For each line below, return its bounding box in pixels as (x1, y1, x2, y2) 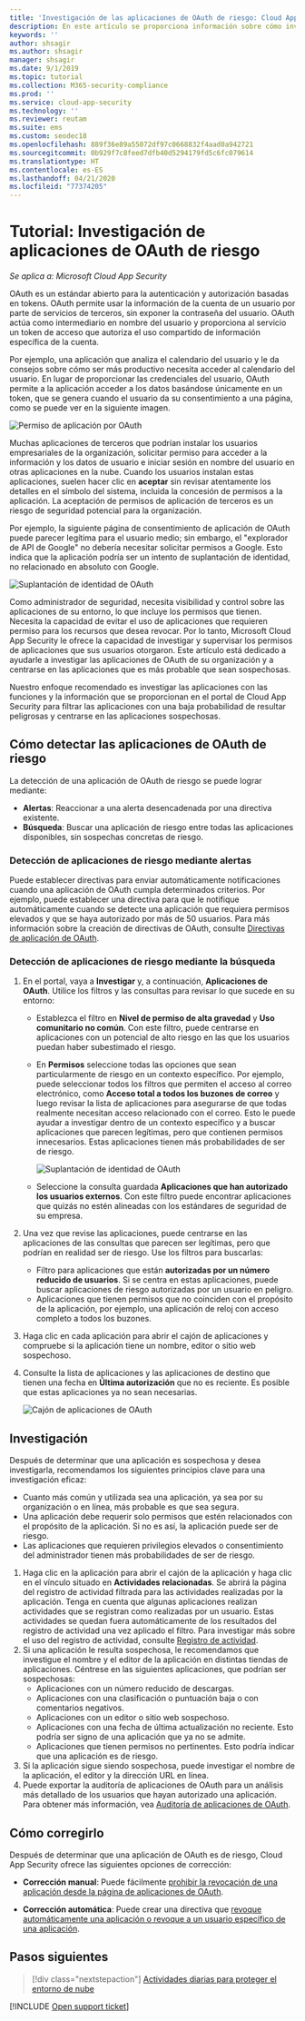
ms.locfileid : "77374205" (9, 183, 107, 192)
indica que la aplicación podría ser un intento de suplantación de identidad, (9, 551, 290, 563)
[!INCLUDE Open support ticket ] (9, 2000, 130, 2012)
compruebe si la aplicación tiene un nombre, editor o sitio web (22, 1341, 256, 1352)
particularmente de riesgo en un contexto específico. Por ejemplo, (35, 1069, 284, 1080)
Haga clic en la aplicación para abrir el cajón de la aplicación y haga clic (22, 1568, 292, 1579)
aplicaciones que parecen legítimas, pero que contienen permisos (35, 1127, 283, 1138)
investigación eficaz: (9, 1474, 87, 1485)
